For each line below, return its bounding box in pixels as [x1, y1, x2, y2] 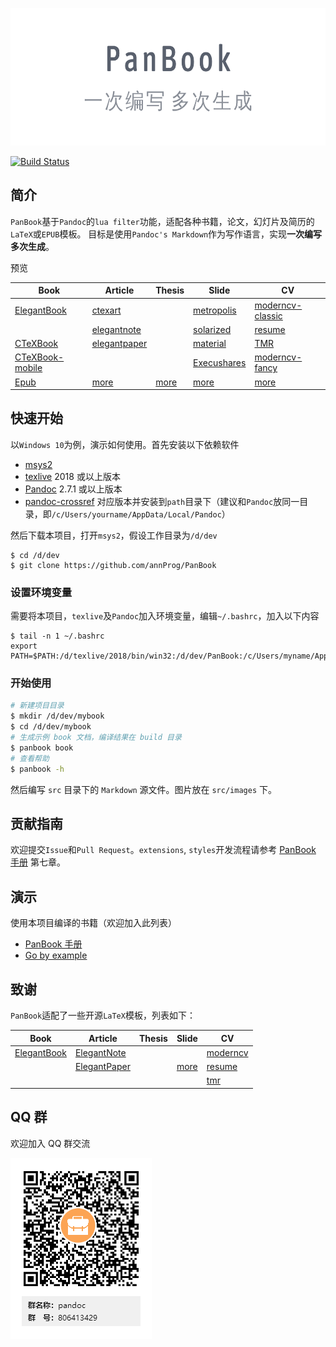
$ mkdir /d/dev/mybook [10, 711, 105, 722]
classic [254, 309, 283, 322]
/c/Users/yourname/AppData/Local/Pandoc [51, 509, 222, 520]
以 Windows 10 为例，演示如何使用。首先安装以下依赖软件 [10, 438, 240, 450]
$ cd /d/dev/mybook [10, 722, 92, 732]
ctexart [91, 304, 122, 317]
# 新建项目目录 [10, 701, 65, 711]
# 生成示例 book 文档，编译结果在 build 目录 [10, 733, 182, 743]
